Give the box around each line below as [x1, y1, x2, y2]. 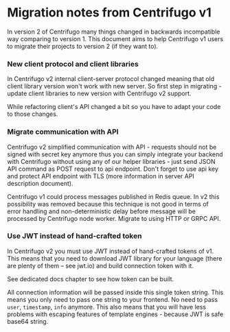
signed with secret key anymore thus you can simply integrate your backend [7, 150, 223, 158]
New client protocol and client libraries [7, 59, 139, 69]
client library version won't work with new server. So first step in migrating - [7, 82, 222, 91]
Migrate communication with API [7, 127, 119, 137]
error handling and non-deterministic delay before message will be [7, 207, 196, 215]
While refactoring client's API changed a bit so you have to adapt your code [7, 103, 221, 111]
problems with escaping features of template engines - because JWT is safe [7, 310, 224, 318]
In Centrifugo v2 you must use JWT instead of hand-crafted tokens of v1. [7, 247, 214, 255]
